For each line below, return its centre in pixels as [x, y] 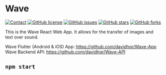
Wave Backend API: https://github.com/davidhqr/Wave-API [65, 52]
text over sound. [22, 37]
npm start [20, 67]
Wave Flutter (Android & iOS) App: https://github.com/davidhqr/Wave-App [81, 46]
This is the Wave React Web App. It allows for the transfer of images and [79, 32]
